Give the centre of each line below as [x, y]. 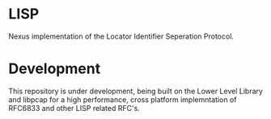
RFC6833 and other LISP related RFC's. [74, 108]
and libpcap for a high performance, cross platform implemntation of [123, 99]
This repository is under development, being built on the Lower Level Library [135, 91]
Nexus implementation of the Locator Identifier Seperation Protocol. [121, 36]
